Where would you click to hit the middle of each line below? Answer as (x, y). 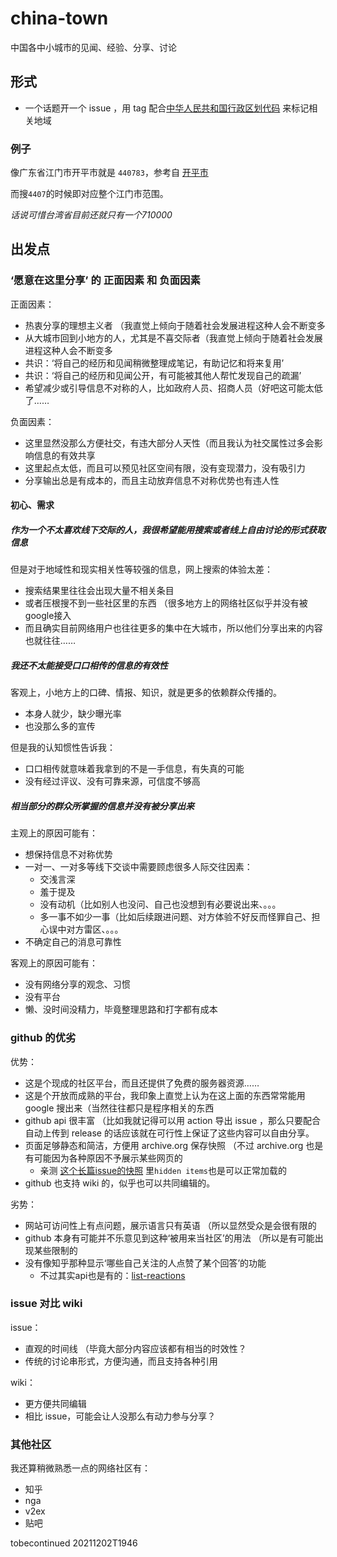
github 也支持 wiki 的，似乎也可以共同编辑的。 (120, 1183)
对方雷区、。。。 (95, 929)
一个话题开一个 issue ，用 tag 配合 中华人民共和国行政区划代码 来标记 (167, 108)
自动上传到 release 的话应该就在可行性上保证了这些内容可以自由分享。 (169, 1133)
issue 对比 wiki (46, 1304)
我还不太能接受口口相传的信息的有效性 (89, 665)
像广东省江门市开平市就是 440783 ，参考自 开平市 (109, 173)
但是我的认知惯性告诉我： (63, 748)
